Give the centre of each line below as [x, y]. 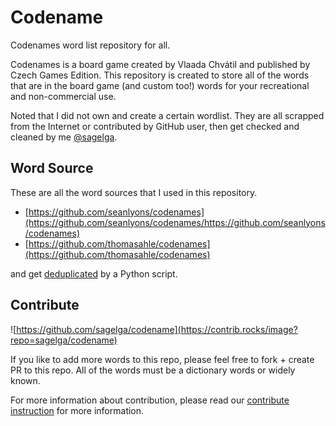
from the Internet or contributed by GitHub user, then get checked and [155, 126]
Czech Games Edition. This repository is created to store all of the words [160, 75]
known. [25, 380]
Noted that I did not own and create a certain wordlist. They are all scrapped [167, 115]
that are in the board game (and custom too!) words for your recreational [160, 85]
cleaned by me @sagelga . [64, 137]
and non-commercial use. [63, 96]
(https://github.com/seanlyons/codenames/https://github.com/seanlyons [175, 222]
